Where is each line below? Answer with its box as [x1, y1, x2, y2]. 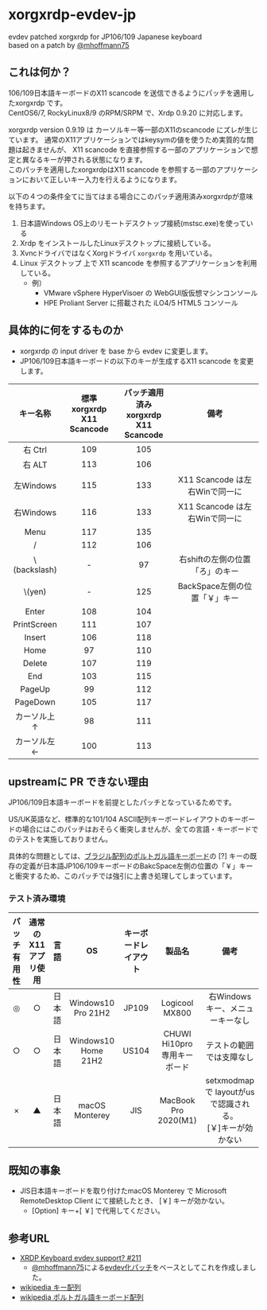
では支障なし [206, 1051, 254, 1062]
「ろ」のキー [190, 565, 239, 576]
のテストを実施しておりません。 [8, 834, 113, 844]
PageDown [14, 696, 56, 708]
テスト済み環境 [8, 893, 66, 904]
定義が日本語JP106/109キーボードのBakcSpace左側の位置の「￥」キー [21, 861, 253, 871]
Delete [22, 657, 48, 669]
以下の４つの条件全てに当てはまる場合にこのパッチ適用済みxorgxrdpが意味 [8, 191, 253, 201]
